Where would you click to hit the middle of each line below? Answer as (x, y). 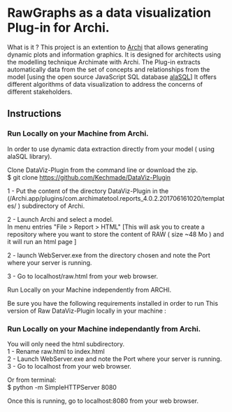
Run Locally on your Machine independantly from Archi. (104, 329)
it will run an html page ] (42, 241)
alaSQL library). (30, 156)
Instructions (34, 114)
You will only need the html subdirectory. (66, 343)
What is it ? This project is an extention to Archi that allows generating (108, 47)
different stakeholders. (40, 92)
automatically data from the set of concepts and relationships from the (109, 69)
